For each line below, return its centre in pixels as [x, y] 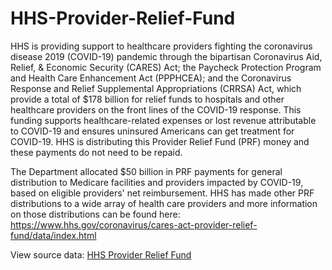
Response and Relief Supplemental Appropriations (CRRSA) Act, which [156, 88]
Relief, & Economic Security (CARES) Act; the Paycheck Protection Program [166, 67]
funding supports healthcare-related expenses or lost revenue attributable [163, 120]
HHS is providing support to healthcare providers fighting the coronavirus [161, 46]
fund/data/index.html [53, 235]
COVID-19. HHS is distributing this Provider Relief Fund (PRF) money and [160, 141]
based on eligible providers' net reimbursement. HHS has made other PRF [162, 193]
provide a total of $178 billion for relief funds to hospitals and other [147, 99]
